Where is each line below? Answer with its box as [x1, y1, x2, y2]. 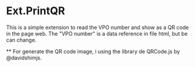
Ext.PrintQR [6, 4, 65, 18]
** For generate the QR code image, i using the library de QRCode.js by [6, 47, 180, 55]
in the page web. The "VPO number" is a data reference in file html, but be [6, 30, 188, 37]
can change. [6, 36, 37, 43]
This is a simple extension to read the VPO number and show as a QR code [6, 24, 189, 31]
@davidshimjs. [6, 54, 42, 61]
